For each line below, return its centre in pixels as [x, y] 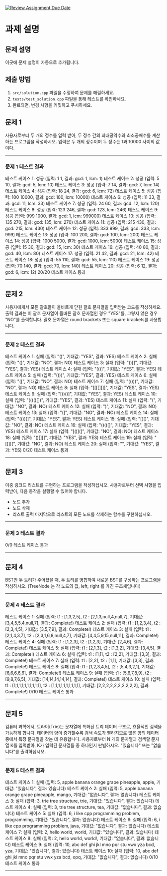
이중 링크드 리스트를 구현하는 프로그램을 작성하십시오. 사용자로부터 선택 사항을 [81, 485]
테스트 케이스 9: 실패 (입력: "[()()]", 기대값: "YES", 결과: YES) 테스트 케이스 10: [81, 394]
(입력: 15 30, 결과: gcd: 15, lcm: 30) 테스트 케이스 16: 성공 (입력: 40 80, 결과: [85, 247]
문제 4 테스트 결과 [25, 605]
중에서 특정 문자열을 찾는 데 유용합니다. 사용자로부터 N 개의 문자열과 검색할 [78, 739]
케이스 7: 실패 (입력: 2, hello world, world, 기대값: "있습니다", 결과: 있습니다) [79, 832]
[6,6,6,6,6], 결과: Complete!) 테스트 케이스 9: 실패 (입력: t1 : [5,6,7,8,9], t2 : [79, 673]
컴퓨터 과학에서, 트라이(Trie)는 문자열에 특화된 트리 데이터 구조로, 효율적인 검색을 [83, 727]
